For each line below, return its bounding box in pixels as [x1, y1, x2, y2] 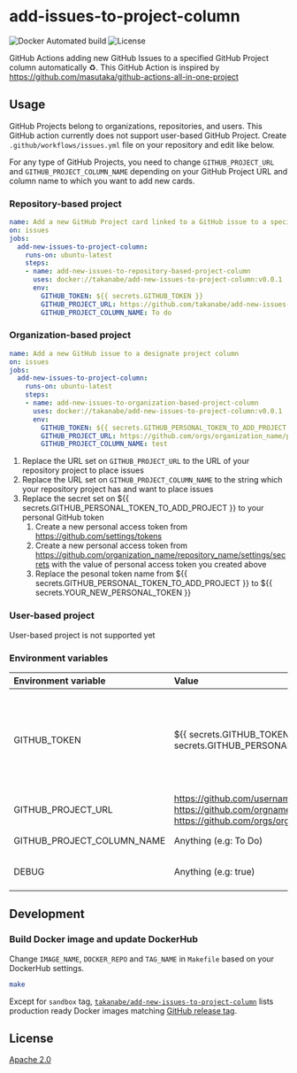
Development [9, 907, 86, 922]
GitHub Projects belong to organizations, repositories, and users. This [9, 120, 263, 131]
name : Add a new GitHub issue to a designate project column [9, 349, 240, 358]
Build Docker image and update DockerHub [9, 933, 199, 946]
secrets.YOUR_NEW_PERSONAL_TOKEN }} [34, 587, 192, 598]
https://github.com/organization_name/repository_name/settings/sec [34, 550, 286, 560]
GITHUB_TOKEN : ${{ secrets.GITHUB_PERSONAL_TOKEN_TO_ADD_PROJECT [41, 423, 287, 432]
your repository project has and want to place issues [21, 484, 214, 495]
